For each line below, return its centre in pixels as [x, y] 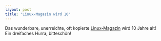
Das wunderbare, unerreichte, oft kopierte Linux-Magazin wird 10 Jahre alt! [80, 28]
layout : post [18, 10]
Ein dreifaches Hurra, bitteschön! [38, 33]
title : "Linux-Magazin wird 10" [38, 14]
